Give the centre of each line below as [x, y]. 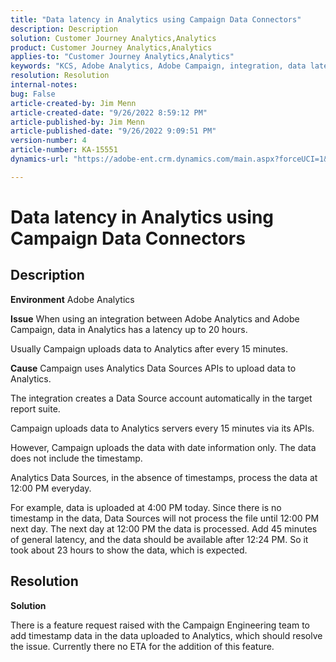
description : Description [64, 29]
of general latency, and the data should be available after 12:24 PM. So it [159, 539]
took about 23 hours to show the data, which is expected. [129, 550]
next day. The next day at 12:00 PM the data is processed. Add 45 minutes [164, 528]
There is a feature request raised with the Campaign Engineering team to [160, 625]
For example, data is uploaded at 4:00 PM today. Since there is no [146, 507]
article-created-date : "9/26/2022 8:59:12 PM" [109, 112]
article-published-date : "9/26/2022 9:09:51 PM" [113, 131]
